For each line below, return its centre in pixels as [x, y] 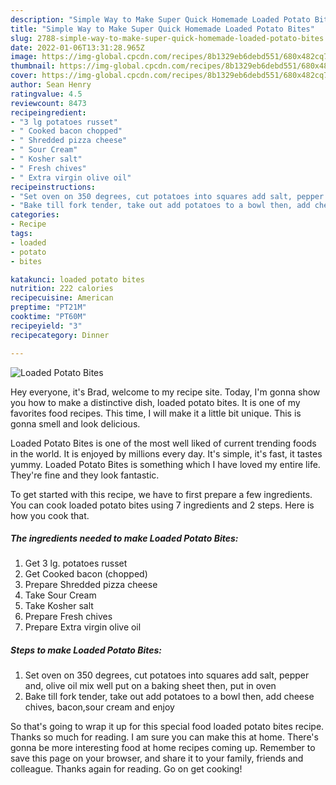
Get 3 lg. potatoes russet [76, 563]
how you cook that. [50, 515]
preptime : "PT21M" [48, 307]
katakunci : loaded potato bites [77, 279]
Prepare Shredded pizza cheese [91, 585]
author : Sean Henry [51, 85]
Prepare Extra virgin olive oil [83, 627]
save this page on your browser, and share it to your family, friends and [157, 758]
